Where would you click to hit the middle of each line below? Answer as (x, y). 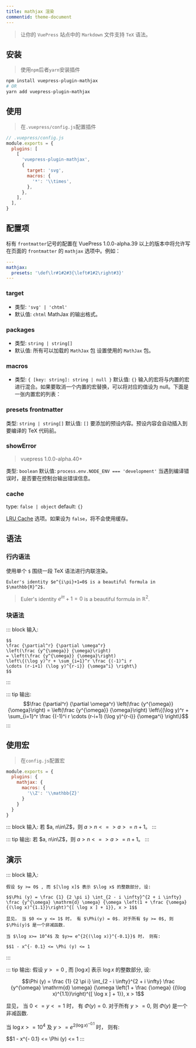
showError (21, 446)
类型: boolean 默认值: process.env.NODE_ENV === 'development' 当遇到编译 (95, 471)
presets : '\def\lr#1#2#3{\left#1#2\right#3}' (68, 273)
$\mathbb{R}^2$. (26, 587)
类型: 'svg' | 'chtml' (41, 307)
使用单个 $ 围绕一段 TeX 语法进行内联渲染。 (59, 571)
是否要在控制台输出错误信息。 (57, 478)
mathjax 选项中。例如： (93, 251)
